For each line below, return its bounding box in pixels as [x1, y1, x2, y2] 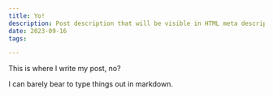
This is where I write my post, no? [8, 64, 121, 74]
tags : [8, 34, 27, 43]
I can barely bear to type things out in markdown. [8, 79, 173, 89]
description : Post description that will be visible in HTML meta [8, 19, 238, 27]
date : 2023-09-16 [8, 27, 67, 35]
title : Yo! [8, 11, 45, 20]
